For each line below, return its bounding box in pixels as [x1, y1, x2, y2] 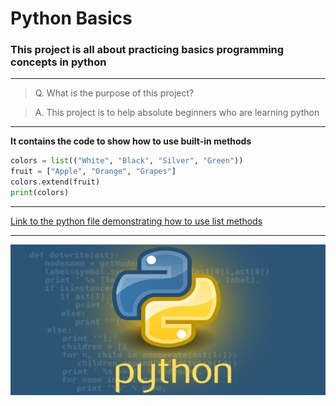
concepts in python [10, 55, 107, 69]
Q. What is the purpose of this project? [34, 87, 195, 99]
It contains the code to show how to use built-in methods [10, 135, 252, 147]
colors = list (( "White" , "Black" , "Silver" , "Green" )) [10, 156, 244, 166]
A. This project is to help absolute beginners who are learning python [34, 107, 320, 119]
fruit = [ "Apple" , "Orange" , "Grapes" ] [10, 167, 177, 177]
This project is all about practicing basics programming [10, 43, 285, 57]
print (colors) [10, 188, 70, 198]
